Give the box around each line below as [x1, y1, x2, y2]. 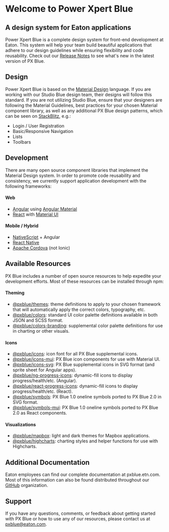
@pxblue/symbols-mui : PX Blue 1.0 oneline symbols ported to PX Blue [12, 405, 158, 411]
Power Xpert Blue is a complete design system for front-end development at [5, 36, 164, 42]
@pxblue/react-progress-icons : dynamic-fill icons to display [12, 383, 138, 389]
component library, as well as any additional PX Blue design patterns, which [5, 107, 163, 114]
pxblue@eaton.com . [5, 521, 47, 527]
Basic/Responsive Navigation [12, 128, 74, 134]
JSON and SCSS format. [12, 317, 64, 324]
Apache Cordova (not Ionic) [12, 245, 71, 251]
